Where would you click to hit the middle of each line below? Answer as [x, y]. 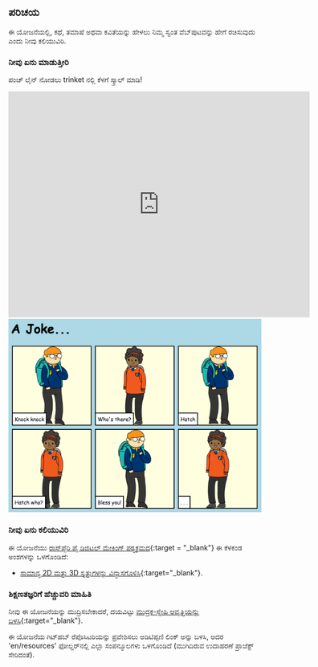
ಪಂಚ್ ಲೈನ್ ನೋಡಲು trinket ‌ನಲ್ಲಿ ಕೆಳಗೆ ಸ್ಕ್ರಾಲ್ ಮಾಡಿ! [75, 80]
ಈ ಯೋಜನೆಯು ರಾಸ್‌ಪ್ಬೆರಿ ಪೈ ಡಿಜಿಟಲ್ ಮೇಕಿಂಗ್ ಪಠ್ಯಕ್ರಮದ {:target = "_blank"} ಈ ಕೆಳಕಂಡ [125, 547]
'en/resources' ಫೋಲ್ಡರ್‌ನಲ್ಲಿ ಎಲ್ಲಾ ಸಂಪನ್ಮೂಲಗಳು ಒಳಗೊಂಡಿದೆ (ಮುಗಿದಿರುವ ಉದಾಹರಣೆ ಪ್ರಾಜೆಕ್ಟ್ [131, 646]
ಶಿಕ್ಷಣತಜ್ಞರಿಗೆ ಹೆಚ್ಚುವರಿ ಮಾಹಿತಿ [50, 594]
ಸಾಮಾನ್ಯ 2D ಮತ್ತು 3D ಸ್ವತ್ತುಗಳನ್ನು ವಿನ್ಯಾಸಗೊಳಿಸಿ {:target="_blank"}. [111, 572]
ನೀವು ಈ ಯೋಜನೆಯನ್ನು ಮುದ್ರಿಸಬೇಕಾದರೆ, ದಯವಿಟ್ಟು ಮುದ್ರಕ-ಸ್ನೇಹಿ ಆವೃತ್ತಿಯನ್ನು [104, 612]
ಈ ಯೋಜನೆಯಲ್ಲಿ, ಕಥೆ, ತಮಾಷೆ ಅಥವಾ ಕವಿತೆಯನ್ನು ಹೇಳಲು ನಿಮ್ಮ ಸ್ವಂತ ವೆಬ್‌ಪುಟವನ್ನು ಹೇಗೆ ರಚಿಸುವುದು [132, 31]
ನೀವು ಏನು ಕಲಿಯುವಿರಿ [39, 530]
